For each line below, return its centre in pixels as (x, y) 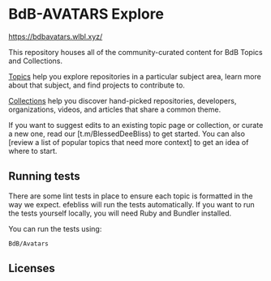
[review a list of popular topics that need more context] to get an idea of (129, 142)
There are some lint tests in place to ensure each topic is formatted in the (131, 196)
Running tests (45, 176)
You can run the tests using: (55, 228)
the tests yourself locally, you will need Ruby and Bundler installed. (120, 213)
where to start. (33, 151)
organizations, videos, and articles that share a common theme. (115, 109)
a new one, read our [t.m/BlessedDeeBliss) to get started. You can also (127, 134)
